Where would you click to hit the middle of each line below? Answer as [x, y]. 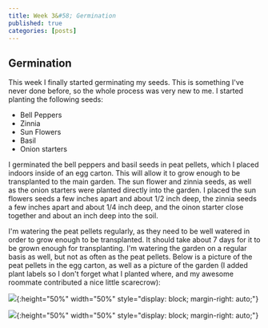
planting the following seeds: [56, 99]
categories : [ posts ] [43, 30]
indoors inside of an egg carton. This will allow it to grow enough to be [124, 173]
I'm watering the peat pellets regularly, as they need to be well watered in [129, 231]
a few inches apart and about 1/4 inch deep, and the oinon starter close [126, 207]
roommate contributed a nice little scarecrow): [85, 282]
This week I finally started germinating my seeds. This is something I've [126, 83]
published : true [35, 23]
